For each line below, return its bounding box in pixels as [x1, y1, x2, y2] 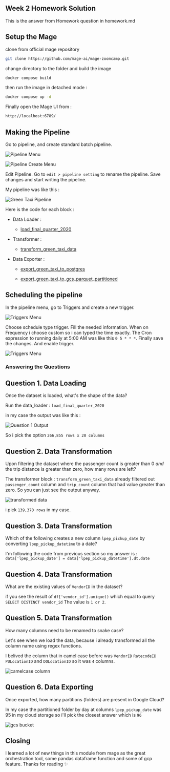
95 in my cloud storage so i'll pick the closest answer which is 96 [5, 712, 142, 718]
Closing [5, 736, 31, 745]
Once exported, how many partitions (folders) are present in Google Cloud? [5, 696, 165, 702]
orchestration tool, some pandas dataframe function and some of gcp [5, 756, 153, 762]
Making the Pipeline [5, 128, 70, 136]
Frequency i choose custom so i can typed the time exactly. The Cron [5, 329, 152, 336]
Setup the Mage [5, 33, 57, 41]
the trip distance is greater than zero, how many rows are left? [5, 466, 137, 472]
